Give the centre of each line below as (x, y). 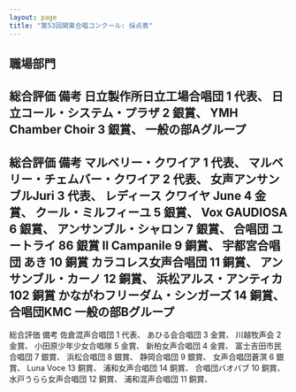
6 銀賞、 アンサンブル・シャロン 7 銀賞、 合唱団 (139, 229)
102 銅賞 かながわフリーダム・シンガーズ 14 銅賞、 (147, 295)
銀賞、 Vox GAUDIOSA (225, 212)
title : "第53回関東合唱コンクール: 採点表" (81, 26)
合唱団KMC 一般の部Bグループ (92, 312)
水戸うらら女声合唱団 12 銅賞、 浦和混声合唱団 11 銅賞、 (111, 379)
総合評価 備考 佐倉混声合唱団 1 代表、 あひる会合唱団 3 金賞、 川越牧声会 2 (145, 335)
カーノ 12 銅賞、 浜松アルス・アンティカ (175, 278)
